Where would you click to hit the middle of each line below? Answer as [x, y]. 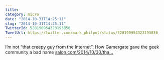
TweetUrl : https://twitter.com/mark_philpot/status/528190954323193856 [81, 33]
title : [12, 10]
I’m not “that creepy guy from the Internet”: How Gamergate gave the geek [82, 47]
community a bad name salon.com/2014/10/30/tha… [59, 52]
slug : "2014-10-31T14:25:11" [36, 24]
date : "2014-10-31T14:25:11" [36, 19]
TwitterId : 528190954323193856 [38, 28]
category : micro [22, 14]
